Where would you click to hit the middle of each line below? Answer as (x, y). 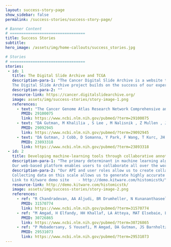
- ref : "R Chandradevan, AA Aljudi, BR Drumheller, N (75, 199)
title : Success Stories (31, 38)
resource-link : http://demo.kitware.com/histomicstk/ (70, 185)
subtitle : (16, 43)
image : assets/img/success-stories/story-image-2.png (70, 189)
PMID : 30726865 (37, 218)
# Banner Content (24, 29)
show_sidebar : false (27, 15)
